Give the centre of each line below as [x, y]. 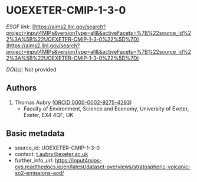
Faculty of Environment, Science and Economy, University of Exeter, [106, 108]
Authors [22, 88]
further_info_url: [34, 160]
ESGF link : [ [20, 27]
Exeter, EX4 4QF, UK [48, 115]
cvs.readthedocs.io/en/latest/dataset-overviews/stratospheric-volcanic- [103, 167]
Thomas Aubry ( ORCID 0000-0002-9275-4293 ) [73, 102]
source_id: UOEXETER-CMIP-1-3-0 [57, 148]
